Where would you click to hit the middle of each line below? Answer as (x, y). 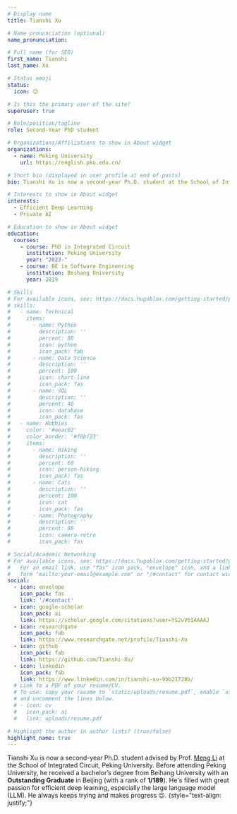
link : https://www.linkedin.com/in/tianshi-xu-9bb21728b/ (107, 679)
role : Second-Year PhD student (53, 130)
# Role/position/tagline (44, 124)
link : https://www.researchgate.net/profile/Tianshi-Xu (104, 640)
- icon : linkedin (39, 666)
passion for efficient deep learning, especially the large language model (112, 788)
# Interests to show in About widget (63, 195)
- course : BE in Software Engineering (77, 267)
